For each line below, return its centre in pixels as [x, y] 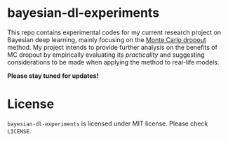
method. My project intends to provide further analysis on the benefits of [112, 47]
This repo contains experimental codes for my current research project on [114, 32]
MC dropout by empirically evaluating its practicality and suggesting [106, 55]
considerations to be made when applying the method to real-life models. [113, 62]
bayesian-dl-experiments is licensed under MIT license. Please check [108, 123]
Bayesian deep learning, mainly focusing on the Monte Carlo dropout [107, 39]
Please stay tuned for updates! [53, 76]
